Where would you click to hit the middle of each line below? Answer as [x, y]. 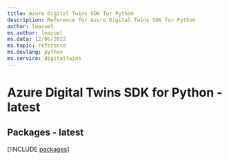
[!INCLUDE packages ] [38, 149]
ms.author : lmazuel [35, 33]
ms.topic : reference [37, 46]
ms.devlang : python [35, 52]
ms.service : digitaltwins [44, 59]
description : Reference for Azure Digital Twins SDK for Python [101, 20]
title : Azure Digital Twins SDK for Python [71, 13]
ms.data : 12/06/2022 [37, 39]
